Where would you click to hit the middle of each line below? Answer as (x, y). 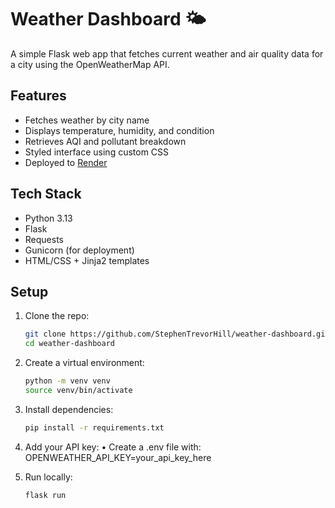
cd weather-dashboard (69, 344)
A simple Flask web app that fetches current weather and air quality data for (167, 53)
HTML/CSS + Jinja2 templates (87, 260)
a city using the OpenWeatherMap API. (90, 64)
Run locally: (48, 477)
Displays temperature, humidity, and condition (119, 130)
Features (38, 96)
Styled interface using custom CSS (97, 152)
